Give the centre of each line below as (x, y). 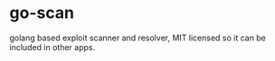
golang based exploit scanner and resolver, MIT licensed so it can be (138, 38)
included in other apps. (52, 47)
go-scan (42, 13)
